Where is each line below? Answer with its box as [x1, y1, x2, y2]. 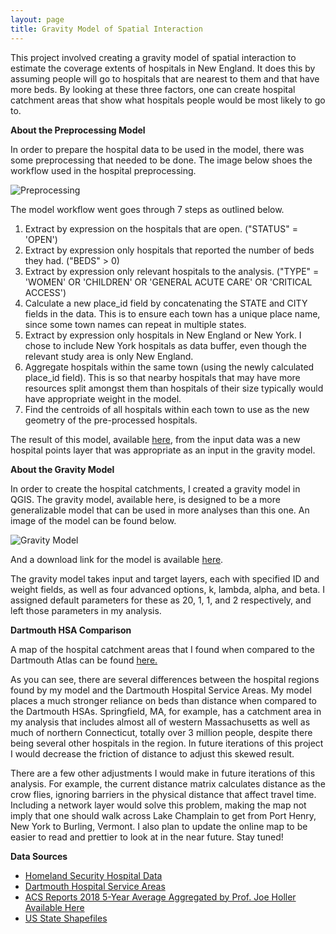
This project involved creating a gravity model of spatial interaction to [10, 51, 297, 63]
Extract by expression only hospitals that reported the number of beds [24, 244, 315, 256]
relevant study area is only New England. [24, 350, 194, 362]
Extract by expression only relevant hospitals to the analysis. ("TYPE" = [24, 265, 320, 277]
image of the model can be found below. [10, 514, 177, 526]
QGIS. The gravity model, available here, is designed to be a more [10, 493, 281, 505]
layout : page [10, 14, 65, 25]
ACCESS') [24, 286, 67, 298]
